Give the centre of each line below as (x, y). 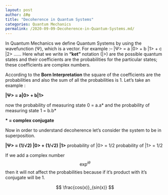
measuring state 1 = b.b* (31, 111)
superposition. (20, 136)
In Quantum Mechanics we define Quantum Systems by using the (73, 43)
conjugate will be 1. (25, 177)
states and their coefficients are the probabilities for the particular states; (81, 59)
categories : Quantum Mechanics (38, 24)
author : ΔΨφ (18, 15)
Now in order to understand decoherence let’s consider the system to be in (83, 131)
